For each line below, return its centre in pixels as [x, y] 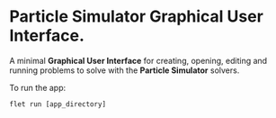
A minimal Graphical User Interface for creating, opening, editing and [138, 60]
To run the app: [38, 87]
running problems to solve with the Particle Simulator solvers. [125, 70]
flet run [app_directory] [58, 104]
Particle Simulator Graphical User [136, 17]
